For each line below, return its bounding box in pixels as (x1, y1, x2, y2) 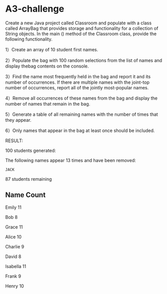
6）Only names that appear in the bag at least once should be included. (5, 127, 155, 134)
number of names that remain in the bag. (5, 101, 91, 107)
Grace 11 (5, 224, 23, 230)
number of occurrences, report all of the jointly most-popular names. (5, 84, 149, 90)
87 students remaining (5, 176, 52, 182)
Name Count (5, 191, 46, 200)
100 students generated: (5, 147, 56, 153)
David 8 (5, 253, 22, 259)
